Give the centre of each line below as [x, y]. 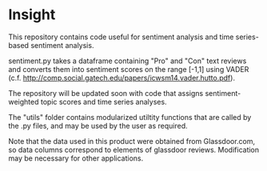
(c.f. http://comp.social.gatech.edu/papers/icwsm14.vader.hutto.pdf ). [122, 78]
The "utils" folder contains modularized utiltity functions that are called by [130, 117]
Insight [32, 15]
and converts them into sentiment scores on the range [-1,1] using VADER [129, 69]
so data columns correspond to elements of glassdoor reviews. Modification [134, 149]
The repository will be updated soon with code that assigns [106, 93]
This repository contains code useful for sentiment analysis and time [121, 37]
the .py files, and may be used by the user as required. [98, 125]
